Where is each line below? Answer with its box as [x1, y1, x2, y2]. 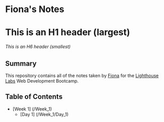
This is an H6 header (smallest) [5, 43, 71, 49]
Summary [5, 59, 37, 68]
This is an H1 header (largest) [5, 27, 130, 38]
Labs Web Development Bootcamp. [5, 78, 79, 84]
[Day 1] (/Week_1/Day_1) [20, 111, 69, 117]
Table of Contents [5, 92, 63, 101]
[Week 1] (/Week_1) [12, 106, 52, 112]
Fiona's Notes [5, 4, 65, 15]
